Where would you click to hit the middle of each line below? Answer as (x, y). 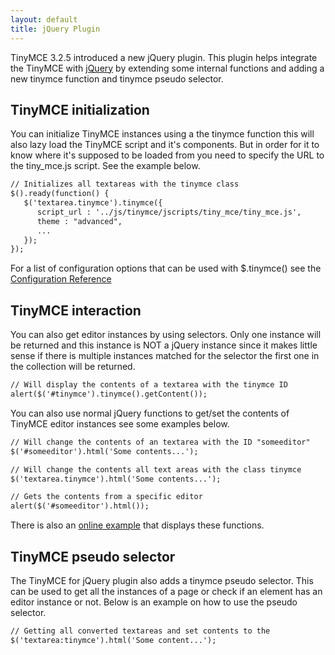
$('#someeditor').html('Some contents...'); (104, 451)
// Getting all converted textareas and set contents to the (140, 631)
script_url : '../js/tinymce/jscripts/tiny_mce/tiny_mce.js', (169, 212)
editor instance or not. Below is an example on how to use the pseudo (154, 602)
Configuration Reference (61, 279)
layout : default (44, 19)
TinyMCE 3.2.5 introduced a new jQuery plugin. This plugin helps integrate (164, 57)
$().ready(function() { (60, 194)
